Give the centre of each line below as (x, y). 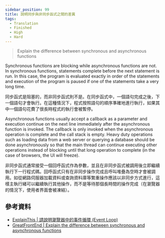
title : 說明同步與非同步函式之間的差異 (40, 14)
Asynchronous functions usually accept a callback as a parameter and (76, 119)
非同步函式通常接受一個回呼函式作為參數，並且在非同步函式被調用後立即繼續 (82, 165)
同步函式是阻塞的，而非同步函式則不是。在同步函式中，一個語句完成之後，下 (82, 97)
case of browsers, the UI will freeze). (42, 155)
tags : (11, 19)
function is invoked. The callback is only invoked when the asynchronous (79, 129)
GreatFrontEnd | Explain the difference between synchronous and (78, 225)
